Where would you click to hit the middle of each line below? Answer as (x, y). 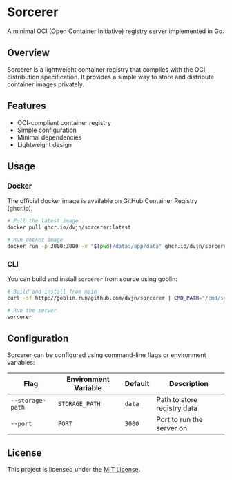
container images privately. (46, 84)
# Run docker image (35, 240)
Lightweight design (45, 144)
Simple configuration (47, 130)
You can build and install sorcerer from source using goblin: (93, 279)
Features (27, 106)
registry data (177, 408)
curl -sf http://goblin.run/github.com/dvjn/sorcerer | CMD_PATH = (105, 298)
